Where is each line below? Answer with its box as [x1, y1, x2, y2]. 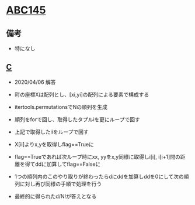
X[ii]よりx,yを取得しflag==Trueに [14, 141, 95, 148]
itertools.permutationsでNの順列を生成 [14, 103, 108, 110]
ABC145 [6, 4, 46, 17]
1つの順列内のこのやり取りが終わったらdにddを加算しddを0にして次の [14, 173, 184, 180]
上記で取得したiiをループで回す [14, 128, 89, 135]
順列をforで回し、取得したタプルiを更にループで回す [14, 115, 140, 123]
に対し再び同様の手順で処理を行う [19, 180, 102, 187]
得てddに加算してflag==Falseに [25, 160, 101, 168]
